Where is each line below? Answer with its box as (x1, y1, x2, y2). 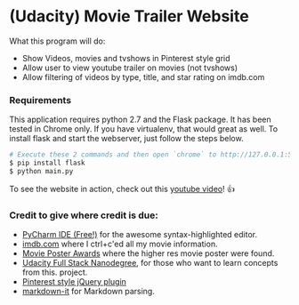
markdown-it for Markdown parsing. (21, 286, 156, 297)
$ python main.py (9, 166, 74, 175)
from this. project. (21, 267, 88, 277)
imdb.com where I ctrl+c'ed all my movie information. (21, 238, 218, 250)
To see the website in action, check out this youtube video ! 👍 (9, 183, 236, 194)
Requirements (9, 93, 72, 106)
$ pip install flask (9, 158, 86, 168)
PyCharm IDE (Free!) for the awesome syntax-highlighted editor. (21, 229, 258, 240)
